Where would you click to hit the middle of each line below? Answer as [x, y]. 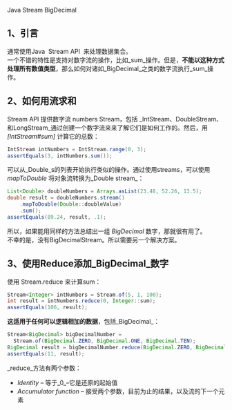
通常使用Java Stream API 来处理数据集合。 [70, 51]
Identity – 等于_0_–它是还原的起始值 [67, 382]
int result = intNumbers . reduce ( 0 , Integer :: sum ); [81, 301]
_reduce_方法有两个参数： [44, 368]
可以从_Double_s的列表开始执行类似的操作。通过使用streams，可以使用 [109, 170]
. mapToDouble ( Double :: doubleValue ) [71, 204]
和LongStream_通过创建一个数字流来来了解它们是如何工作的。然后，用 [108, 128]
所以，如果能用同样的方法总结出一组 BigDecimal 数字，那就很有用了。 [107, 231]
